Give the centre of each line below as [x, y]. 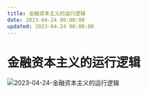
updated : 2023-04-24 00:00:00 [51, 26]
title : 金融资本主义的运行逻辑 [46, 13]
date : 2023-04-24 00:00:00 [46, 20]
